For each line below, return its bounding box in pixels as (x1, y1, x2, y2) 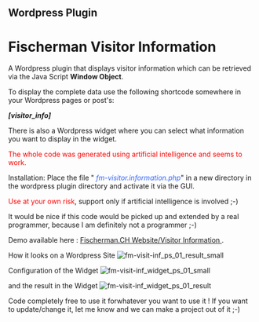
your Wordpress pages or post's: (8, 96, 115, 105)
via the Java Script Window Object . (8, 72, 124, 82)
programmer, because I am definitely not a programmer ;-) (8, 220, 198, 230)
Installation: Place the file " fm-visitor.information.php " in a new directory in (8, 173, 252, 183)
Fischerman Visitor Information (8, 38, 217, 56)
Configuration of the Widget (8, 266, 99, 276)
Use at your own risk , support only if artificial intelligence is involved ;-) (8, 196, 239, 207)
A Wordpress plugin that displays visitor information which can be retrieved (8, 64, 252, 73)
